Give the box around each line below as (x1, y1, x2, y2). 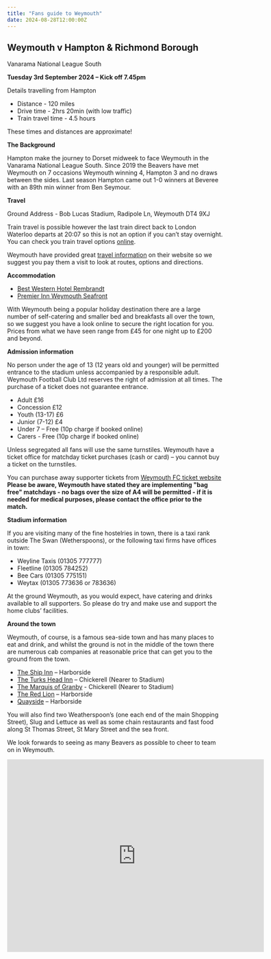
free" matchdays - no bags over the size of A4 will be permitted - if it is (7, 488, 213, 497)
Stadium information (7, 516, 67, 524)
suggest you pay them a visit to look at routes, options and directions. (7, 258, 204, 266)
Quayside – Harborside (16, 697, 82, 706)
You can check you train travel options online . (7, 238, 136, 246)
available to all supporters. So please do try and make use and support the (7, 599, 217, 608)
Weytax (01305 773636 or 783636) (16, 579, 116, 587)
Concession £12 (16, 403, 63, 412)
